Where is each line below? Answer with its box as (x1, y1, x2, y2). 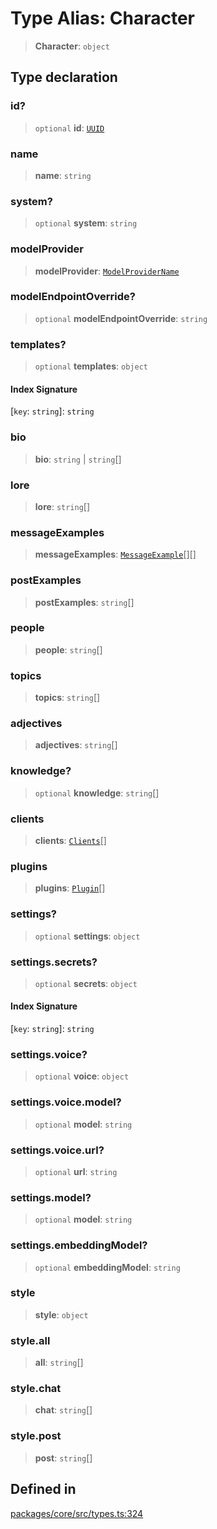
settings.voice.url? (10, 1143, 105, 1157)
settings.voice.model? (10, 1095, 122, 1109)
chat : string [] (34, 1404, 93, 1416)
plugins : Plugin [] (34, 882, 106, 894)
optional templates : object (34, 360, 148, 372)
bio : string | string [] (34, 453, 122, 465)
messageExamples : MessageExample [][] (34, 548, 197, 561)
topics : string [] (34, 692, 101, 704)
